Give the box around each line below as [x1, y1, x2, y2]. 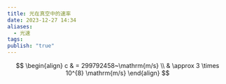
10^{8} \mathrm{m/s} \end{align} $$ [65, 69, 170, 77]
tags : [7, 36, 23, 43]
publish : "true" [7, 42, 55, 49]
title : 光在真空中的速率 [7, 10, 71, 17]
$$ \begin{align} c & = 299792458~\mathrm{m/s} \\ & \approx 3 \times [15, 62, 220, 69]
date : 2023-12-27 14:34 [7, 17, 77, 24]
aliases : [7, 23, 33, 30]
